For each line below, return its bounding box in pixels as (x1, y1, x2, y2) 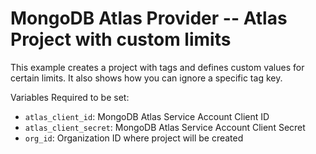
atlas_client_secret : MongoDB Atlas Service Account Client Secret (24, 121, 306, 133)
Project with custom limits (10, 28, 232, 51)
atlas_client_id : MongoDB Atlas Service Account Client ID (24, 110, 270, 122)
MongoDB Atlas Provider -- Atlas (10, 7, 288, 30)
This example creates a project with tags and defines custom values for (10, 61, 305, 73)
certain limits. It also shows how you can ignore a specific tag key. (10, 72, 283, 84)
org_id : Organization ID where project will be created (24, 132, 244, 144)
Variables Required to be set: (10, 91, 130, 103)
